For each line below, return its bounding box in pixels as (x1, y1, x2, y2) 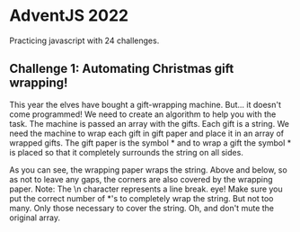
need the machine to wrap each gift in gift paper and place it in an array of (9, 128, 285, 138)
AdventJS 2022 (9, 5, 128, 26)
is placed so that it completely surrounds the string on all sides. (9, 147, 244, 157)
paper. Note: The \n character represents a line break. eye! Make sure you (9, 183, 283, 194)
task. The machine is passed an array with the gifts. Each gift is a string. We (9, 118, 290, 129)
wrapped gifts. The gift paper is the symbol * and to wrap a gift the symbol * (9, 137, 292, 148)
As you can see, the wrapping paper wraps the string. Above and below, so (9, 164, 287, 175)
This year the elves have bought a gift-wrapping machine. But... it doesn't (9, 99, 281, 110)
